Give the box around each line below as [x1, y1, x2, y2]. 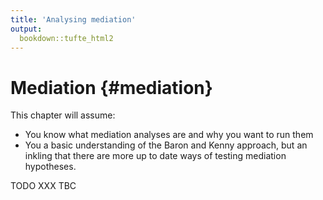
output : [10, 24, 43, 34]
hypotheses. [24, 161, 77, 173]
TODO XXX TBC [10, 180, 77, 192]
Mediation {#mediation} [10, 76, 213, 99]
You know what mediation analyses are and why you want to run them [24, 129, 314, 141]
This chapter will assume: [10, 109, 116, 121]
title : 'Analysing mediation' [10, 14, 137, 25]
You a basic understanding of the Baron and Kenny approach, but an [24, 139, 308, 151]
